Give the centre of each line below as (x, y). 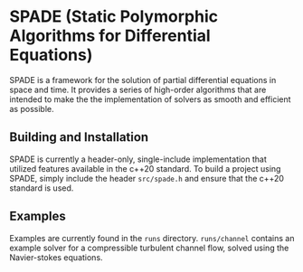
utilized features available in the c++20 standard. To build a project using (145, 168)
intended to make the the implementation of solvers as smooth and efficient (150, 99)
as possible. (32, 108)
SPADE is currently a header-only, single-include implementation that (138, 159)
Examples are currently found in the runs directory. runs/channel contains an (152, 238)
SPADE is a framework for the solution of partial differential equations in (143, 80)
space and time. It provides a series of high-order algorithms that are (138, 89)
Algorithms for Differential (110, 36)
